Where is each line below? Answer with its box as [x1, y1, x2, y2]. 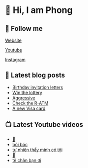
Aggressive [12, 94, 35, 101]
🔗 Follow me [5, 24, 43, 33]
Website [5, 37, 22, 43]
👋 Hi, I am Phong [5, 4, 73, 16]
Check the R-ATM [12, 100, 49, 106]
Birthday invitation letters [12, 84, 63, 90]
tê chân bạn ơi [12, 157, 42, 163]
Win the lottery [12, 89, 43, 95]
